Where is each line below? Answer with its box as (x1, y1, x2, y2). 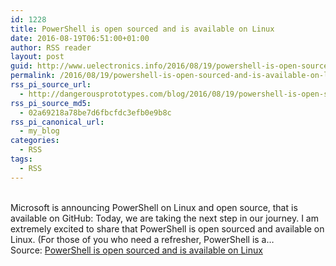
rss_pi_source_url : (10, 80, 92, 90)
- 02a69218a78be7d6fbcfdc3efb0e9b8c (19, 107, 172, 118)
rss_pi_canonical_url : (10, 117, 105, 127)
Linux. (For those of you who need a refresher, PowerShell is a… (10, 233, 275, 245)
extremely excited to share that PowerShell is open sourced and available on (10, 222, 325, 235)
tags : (10, 154, 33, 164)
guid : (10, 61, 33, 71)
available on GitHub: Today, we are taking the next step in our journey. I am (10, 212, 319, 224)
